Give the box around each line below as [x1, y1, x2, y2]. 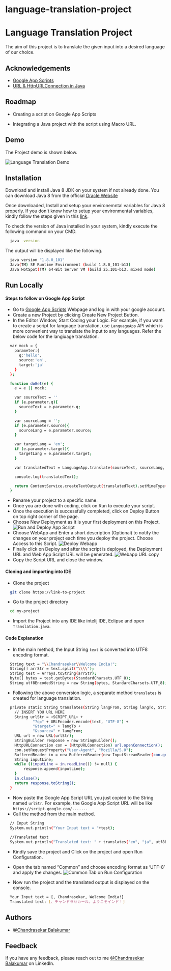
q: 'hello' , [18, 353, 42, 358]
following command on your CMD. [5, 229, 77, 235]
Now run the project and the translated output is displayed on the [12, 879, 150, 885]
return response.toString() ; [14, 780, 76, 786]
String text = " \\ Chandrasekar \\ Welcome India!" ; [10, 662, 117, 667]
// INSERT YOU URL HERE [14, 709, 65, 715]
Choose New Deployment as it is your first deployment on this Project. [12, 519, 160, 525]
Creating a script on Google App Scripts [12, 111, 97, 117]
